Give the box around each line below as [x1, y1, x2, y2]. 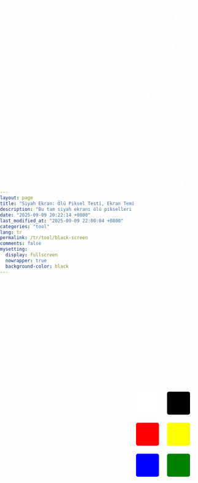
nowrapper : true [5, 257, 47, 264]
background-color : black [5, 263, 69, 269]
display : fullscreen [5, 252, 58, 258]
